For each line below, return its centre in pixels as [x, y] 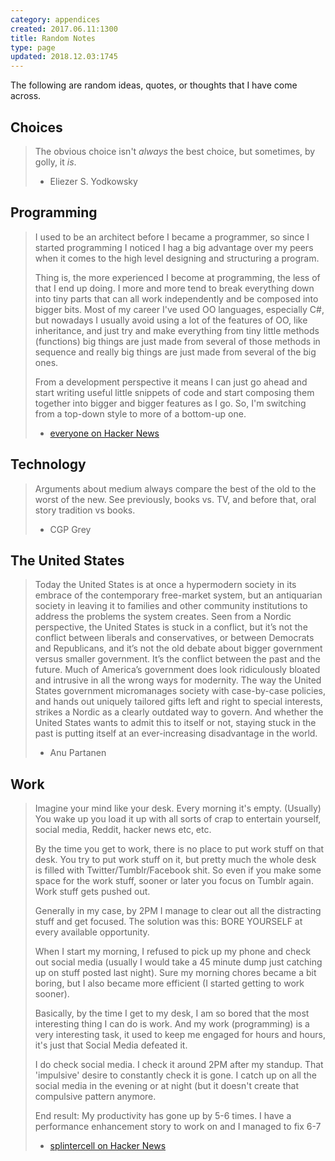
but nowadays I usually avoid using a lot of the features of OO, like [171, 320]
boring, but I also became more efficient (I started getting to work [169, 983]
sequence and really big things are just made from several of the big [175, 352]
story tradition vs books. [85, 510]
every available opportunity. [92, 932]
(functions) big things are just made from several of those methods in [177, 341]
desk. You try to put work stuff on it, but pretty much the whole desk [175, 860]
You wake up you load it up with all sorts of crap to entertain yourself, [178, 819]
